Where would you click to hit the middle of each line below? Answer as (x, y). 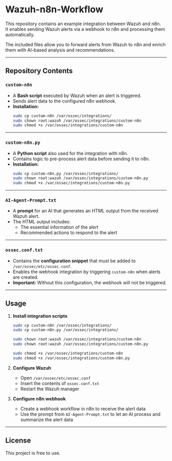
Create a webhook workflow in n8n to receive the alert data (83, 409)
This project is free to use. (33, 453)
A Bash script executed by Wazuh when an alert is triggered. (77, 95)
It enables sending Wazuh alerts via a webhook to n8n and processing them (85, 29)
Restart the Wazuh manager (50, 389)
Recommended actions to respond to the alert (69, 233)
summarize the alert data (47, 419)
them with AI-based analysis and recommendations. (60, 50)
